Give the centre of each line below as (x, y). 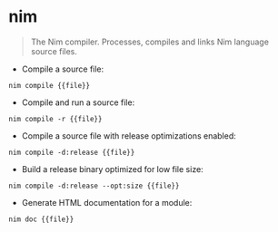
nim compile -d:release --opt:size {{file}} (94, 186)
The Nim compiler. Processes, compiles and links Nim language (150, 42)
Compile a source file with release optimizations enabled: (129, 135)
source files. (54, 51)
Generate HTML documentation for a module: (107, 202)
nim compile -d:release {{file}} (72, 152)
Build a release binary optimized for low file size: (112, 169)
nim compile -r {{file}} (55, 119)
